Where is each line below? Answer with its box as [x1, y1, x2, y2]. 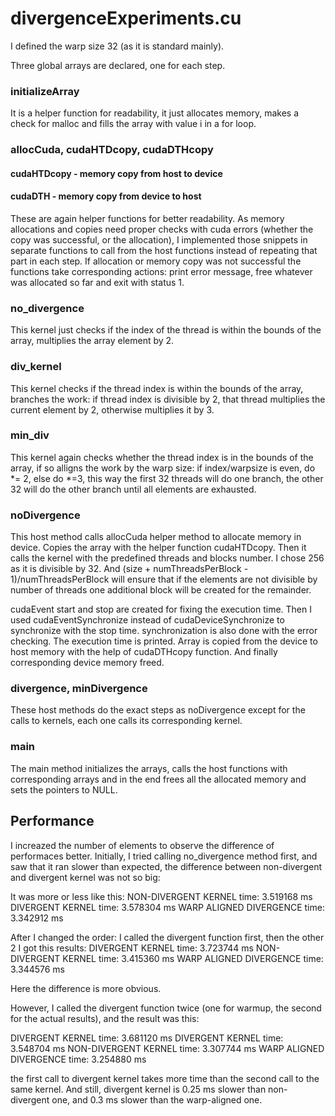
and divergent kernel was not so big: [10, 871, 161, 883]
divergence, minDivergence [10, 682, 148, 696]
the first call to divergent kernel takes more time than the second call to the [10, 1072, 320, 1084]
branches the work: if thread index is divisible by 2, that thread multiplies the [10, 393, 326, 405]
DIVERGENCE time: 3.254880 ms [10, 1053, 147, 1065]
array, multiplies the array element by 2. [10, 335, 175, 347]
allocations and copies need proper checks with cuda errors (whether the [10, 223, 314, 235]
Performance [10, 813, 95, 830]
